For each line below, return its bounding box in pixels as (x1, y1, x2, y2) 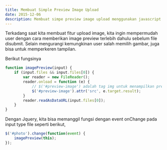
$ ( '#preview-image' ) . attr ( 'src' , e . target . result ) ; (31, 88, 141, 94)
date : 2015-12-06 (5, 12, 41, 17)
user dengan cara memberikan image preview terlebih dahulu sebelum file (5, 35, 158, 41)
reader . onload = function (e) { (23, 79, 90, 84)
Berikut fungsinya (5, 56, 41, 62)
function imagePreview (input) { (5, 65, 72, 70)
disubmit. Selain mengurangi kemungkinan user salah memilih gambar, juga (5, 41, 160, 47)
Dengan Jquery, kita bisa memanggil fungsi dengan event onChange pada (5, 116, 158, 122)
